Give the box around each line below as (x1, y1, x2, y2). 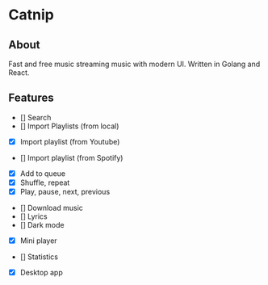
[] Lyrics (19, 212, 48, 221)
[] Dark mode (19, 220, 65, 230)
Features (8, 91, 54, 105)
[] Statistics (19, 252, 59, 262)
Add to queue (19, 168, 66, 178)
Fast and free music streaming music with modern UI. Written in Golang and (8, 59, 261, 69)
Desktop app (19, 268, 63, 278)
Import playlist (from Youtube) (19, 136, 120, 146)
